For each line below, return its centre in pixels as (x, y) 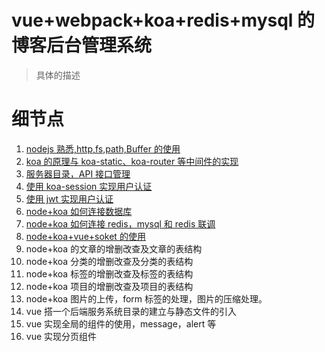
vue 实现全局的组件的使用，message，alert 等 (121, 323)
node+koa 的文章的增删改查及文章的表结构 (114, 248)
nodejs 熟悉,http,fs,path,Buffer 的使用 (103, 148)
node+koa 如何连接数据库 (79, 211)
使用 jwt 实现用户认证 (69, 198)
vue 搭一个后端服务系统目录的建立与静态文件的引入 (131, 311)
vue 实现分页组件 (61, 336)
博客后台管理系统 (82, 45)
